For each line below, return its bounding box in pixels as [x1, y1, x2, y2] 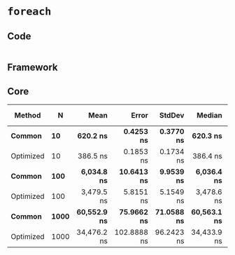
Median [197, 111, 222, 120]
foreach [7, 5, 52, 18]
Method [14, 111, 41, 120]
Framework [7, 62, 58, 74]
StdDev [159, 111, 185, 120]
